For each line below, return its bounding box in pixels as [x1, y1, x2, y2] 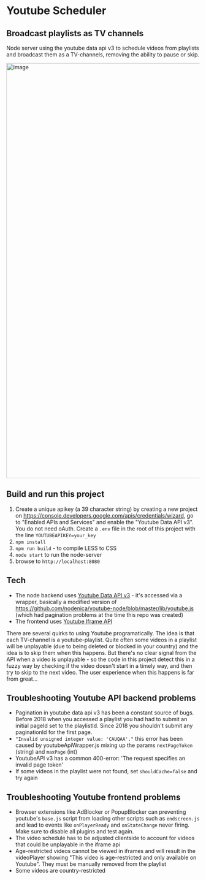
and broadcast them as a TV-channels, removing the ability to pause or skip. [6, 51, 199, 58]
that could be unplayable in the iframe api [15, 841, 121, 848]
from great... [6, 675, 38, 683]
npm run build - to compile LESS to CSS [15, 544, 117, 552]
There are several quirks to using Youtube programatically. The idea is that [6, 629, 195, 637]
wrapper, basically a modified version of [15, 598, 117, 605]
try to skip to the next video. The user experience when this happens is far [6, 668, 194, 676]
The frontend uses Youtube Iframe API [15, 618, 113, 625]
